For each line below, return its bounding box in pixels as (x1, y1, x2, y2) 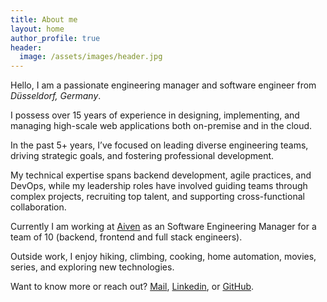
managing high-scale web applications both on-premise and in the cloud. (10, 120, 313, 132)
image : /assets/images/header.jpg (19, 52, 163, 62)
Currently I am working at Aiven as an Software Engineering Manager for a (10, 221, 317, 233)
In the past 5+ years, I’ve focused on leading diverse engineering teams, (10, 139, 309, 151)
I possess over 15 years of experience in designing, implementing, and (10, 109, 300, 121)
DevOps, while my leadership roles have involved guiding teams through (10, 180, 308, 192)
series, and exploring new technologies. (10, 261, 175, 273)
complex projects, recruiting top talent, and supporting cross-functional (10, 191, 305, 203)
